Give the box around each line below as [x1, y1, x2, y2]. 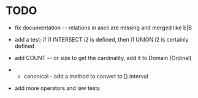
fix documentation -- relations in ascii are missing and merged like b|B [14, 24, 192, 31]
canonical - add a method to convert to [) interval [23, 72, 148, 80]
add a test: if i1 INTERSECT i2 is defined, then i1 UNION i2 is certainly [14, 36, 189, 43]
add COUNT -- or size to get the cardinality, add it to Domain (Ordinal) [14, 54, 192, 61]
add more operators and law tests [14, 84, 101, 92]
